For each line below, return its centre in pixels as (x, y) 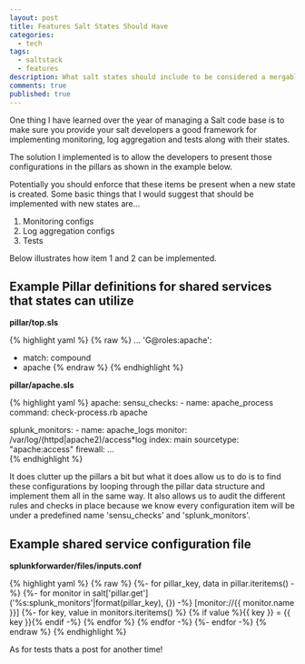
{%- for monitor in (56, 593)
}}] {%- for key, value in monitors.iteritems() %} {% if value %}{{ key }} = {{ (150, 613)
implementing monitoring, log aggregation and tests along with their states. (150, 139)
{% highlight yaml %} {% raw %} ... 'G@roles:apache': (111, 340)
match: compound (57, 358)
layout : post (34, 18)
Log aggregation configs (69, 231)
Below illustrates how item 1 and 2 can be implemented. (113, 258)
